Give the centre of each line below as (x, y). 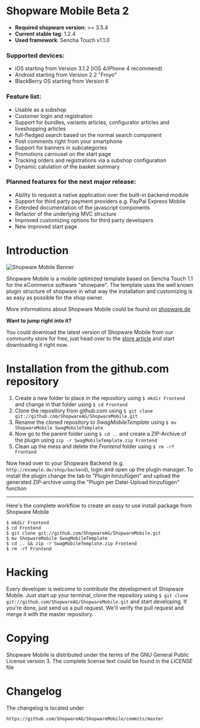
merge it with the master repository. (50, 614)
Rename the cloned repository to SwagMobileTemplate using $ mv (96, 422)
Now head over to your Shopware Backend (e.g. (65, 463)
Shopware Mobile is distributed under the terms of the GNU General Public (98, 654)
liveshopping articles (40, 129)
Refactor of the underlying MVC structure (65, 214)
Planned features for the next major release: (71, 182)
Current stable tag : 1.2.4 (45, 33)
